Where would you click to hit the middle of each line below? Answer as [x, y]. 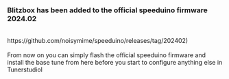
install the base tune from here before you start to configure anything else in [115, 63]
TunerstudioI [25, 69]
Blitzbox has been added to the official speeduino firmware [107, 10]
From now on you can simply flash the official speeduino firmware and [106, 55]
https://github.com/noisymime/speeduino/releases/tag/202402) [98, 41]
